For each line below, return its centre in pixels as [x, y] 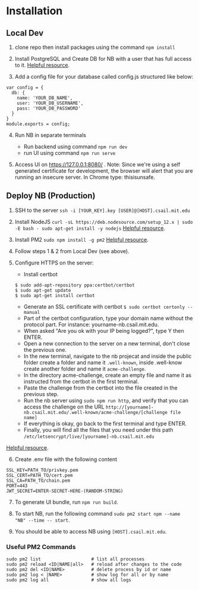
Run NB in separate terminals [50, 135]
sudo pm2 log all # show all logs [69, 580]
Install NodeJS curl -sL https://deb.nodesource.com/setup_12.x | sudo [104, 222]
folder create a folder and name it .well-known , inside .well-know [103, 362]
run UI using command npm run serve [70, 153]
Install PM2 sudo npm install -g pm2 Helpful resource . [81, 239]
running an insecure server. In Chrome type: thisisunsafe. [85, 177]
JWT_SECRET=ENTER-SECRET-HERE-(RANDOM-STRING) [65, 491]
